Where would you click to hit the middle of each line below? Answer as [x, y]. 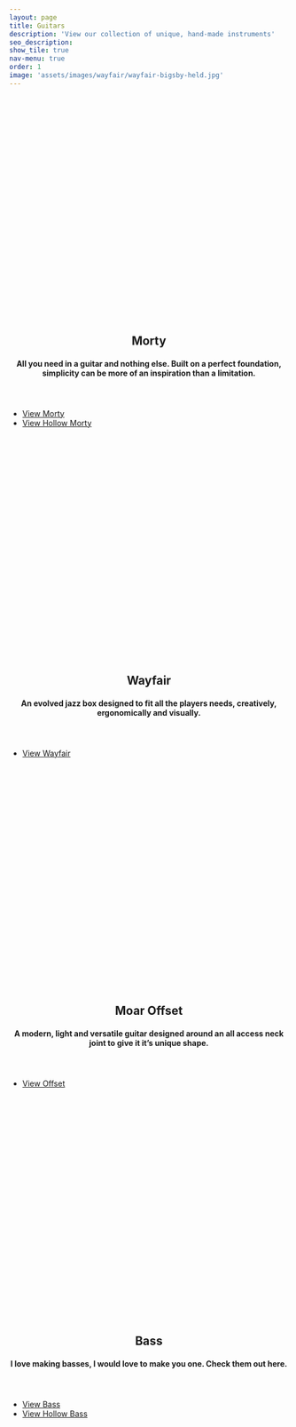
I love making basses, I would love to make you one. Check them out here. [149, 1363]
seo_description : [41, 42]
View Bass [41, 1404]
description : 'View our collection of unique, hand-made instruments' [142, 34]
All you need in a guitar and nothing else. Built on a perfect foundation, [149, 363]
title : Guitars [37, 26]
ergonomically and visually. [149, 712]
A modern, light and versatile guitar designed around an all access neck [149, 1033]
